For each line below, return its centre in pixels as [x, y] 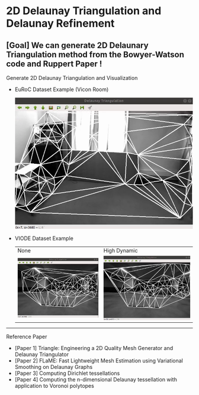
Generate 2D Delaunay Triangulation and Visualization [72, 78]
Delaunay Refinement [60, 23]
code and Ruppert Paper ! [54, 64]
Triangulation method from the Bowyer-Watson [95, 54]
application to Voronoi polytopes [54, 386]
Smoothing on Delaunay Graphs [54, 367]
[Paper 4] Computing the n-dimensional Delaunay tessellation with [96, 380]
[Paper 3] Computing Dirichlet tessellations [67, 373]
